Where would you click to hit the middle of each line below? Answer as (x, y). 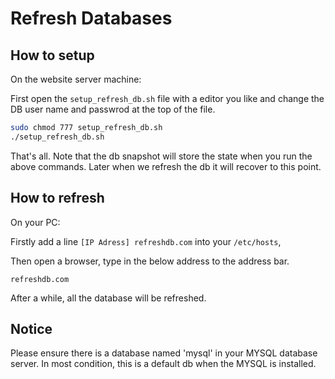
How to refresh (57, 198)
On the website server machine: (76, 79)
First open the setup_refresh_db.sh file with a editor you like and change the (167, 98)
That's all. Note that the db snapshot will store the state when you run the (161, 156)
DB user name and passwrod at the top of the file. (113, 109)
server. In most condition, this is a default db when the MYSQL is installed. (163, 364)
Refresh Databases (91, 18)
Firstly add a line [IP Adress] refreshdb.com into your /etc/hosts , (146, 241)
